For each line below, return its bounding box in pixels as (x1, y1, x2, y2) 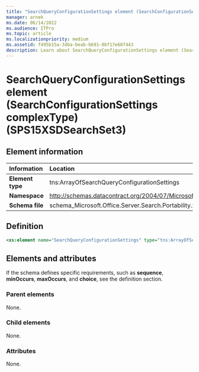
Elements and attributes (6, 253, 97, 263)
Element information (6, 147, 84, 157)
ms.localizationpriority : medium (6, 36, 89, 42)
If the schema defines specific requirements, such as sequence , (6, 269, 164, 276)
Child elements (6, 319, 51, 327)
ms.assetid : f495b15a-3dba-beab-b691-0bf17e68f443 (6, 42, 134, 48)
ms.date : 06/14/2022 (6, 20, 57, 26)
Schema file (9, 201, 44, 209)
